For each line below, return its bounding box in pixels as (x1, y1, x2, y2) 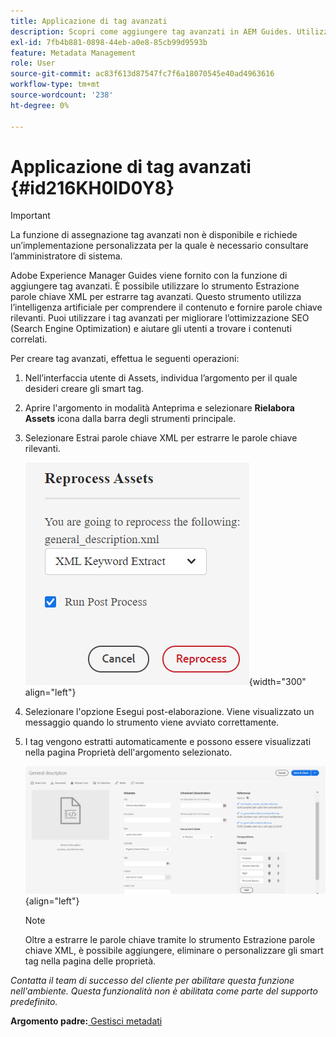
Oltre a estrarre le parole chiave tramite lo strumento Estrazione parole (24, 934, 316, 946)
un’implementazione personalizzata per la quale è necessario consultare (10, 240, 309, 252)
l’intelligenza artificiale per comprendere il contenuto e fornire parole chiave (10, 301, 323, 314)
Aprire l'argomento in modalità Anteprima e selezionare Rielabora (24, 402, 295, 414)
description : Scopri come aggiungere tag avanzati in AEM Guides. (10, 26, 293, 37)
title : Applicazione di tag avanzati (10, 16, 168, 26)
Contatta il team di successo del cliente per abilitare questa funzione (10, 975, 295, 987)
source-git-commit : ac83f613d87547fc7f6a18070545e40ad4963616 (10, 69, 275, 79)
